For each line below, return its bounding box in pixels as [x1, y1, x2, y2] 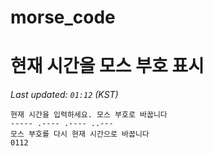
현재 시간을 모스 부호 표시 [10, 55, 205, 78]
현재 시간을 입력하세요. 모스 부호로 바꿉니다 [10, 110, 168, 120]
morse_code [10, 6, 116, 29]
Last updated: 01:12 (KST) [10, 89, 119, 101]
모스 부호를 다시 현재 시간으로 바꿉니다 [10, 129, 150, 140]
